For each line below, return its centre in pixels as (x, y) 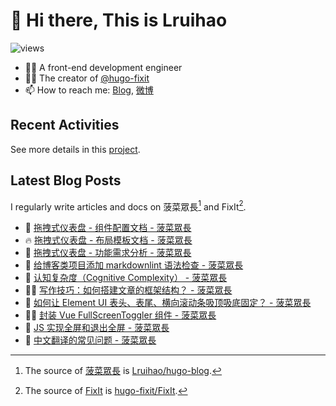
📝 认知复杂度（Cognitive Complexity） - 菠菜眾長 (126, 278)
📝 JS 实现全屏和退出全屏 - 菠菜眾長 (97, 328)
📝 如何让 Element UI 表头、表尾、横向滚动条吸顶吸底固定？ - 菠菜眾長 (168, 303)
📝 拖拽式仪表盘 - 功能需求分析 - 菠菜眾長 (108, 253)
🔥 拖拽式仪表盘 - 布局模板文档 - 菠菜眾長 (108, 240)
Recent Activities (65, 125)
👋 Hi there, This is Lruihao (119, 20)
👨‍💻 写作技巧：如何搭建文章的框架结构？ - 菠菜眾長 (128, 290)
